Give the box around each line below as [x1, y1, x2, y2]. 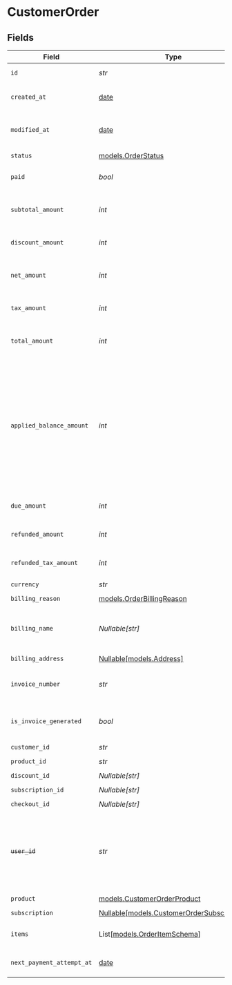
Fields [7, 32, 35, 44]
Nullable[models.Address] [99, 653, 184, 663]
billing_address [10, 654, 64, 662]
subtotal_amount [10, 206, 64, 213]
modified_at [10, 126, 50, 133]
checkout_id [10, 800, 50, 808]
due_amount [10, 502, 46, 510]
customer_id [10, 743, 50, 751]
